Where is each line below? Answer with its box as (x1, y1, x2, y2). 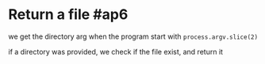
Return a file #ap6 (8, 6, 129, 24)
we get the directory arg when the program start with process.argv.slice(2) (8, 32, 259, 41)
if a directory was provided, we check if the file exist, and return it (8, 47, 224, 56)
